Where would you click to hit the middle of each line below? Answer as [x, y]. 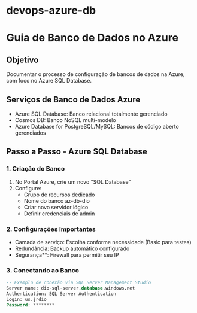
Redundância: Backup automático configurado [72, 248]
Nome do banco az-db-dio [57, 200]
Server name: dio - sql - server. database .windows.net [71, 288]
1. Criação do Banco [36, 169]
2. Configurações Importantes [51, 229]
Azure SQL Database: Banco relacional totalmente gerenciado [91, 114]
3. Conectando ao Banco [43, 270]
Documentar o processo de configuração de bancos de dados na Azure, [96, 74]
